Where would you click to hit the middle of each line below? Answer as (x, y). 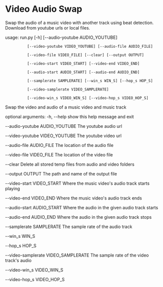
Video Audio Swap (44, 9)
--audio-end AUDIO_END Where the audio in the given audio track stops (78, 217)
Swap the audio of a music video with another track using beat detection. (79, 23)
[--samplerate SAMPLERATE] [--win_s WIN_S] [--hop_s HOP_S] (90, 81)
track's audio (18, 260)
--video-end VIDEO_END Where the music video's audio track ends (74, 198)
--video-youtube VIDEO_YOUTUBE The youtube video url (63, 136)
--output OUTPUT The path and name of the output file (61, 173)
